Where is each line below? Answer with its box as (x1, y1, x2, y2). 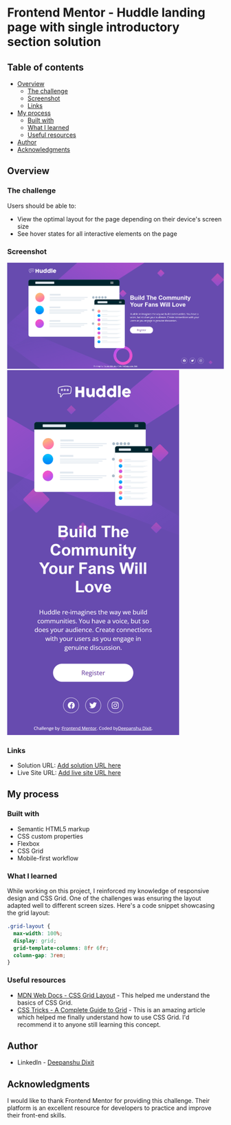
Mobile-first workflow (16, 854, 79, 862)
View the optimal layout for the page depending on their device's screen (16, 215, 222, 223)
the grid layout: (7, 909, 50, 917)
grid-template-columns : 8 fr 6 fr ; (13, 944, 109, 952)
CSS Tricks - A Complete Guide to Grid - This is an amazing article (16, 1005, 206, 1014)
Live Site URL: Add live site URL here (16, 769, 122, 777)
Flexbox (16, 839, 40, 847)
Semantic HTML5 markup (16, 824, 90, 833)
